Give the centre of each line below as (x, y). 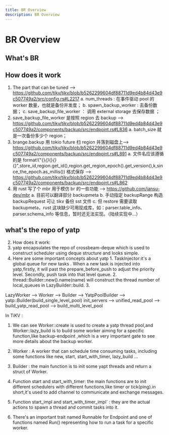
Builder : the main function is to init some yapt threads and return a (82, 366)
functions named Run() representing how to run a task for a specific (83, 422)
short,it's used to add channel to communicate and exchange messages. (88, 392)
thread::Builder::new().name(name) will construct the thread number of (86, 280)
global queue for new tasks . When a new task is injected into (76, 263)
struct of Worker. (30, 371)
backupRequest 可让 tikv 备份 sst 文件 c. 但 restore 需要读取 (75, 201)
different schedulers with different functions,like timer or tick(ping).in (84, 387)
